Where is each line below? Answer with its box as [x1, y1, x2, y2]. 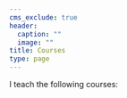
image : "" [17, 37, 54, 47]
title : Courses [9, 46, 66, 55]
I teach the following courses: [9, 79, 119, 89]
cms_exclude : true [9, 12, 78, 22]
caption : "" [17, 29, 63, 38]
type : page [9, 54, 50, 63]
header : [9, 21, 38, 30]
